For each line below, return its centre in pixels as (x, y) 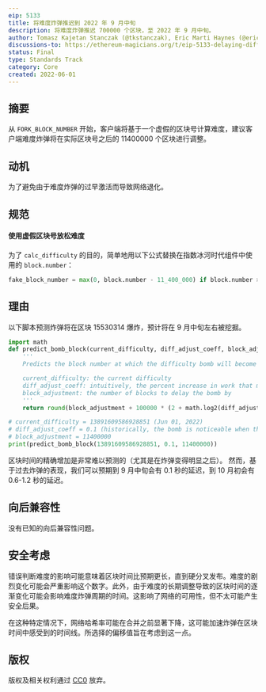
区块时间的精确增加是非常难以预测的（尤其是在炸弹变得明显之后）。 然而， (129, 460)
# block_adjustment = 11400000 (60, 437)
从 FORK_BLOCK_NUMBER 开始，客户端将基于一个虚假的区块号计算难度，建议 (127, 129)
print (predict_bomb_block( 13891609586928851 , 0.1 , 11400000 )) (113, 444)
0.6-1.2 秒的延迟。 (38, 480)
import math (28, 342)
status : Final (32, 52)
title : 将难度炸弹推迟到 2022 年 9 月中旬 (72, 23)
